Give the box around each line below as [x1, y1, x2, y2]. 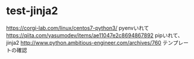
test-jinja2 [6, 4, 58, 18]
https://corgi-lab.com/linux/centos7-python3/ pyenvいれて [6, 24, 150, 31]
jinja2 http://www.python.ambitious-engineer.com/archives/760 [6, 39, 161, 46]
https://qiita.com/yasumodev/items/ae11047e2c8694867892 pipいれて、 [6, 31, 183, 39]
